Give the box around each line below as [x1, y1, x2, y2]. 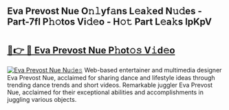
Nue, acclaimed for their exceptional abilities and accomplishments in [7, 88, 204, 96]
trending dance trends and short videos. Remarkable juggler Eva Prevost [7, 81, 213, 89]
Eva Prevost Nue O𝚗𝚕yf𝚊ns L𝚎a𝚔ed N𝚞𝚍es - [7, 5, 202, 17]
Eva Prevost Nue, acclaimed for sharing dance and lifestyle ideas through [7, 74, 215, 81]
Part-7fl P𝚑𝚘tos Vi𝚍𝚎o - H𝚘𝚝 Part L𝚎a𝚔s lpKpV [7, 16, 212, 28]
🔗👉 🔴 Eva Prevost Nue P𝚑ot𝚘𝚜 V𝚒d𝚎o [7, 44, 175, 56]
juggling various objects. [7, 96, 77, 103]
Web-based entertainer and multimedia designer [84, 66, 222, 74]
